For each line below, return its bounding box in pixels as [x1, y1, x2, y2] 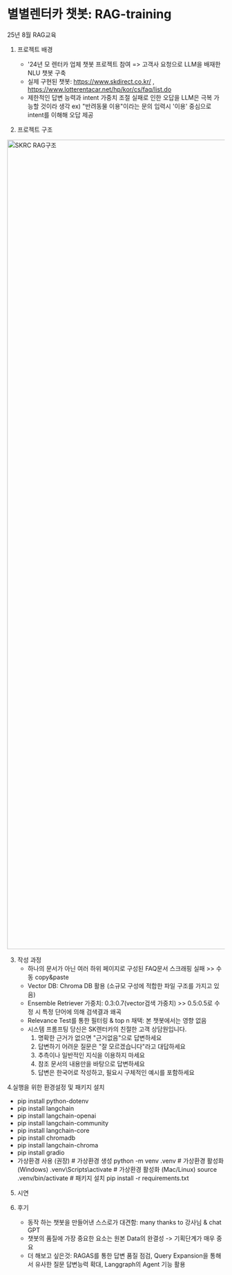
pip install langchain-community [17, 1118, 109, 1127]
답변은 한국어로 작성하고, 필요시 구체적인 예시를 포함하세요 [37, 1068, 195, 1076]
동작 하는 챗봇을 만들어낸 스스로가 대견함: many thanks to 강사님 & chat [27, 1217, 222, 1226]
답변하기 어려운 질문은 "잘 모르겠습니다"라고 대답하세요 [37, 1042, 186, 1050]
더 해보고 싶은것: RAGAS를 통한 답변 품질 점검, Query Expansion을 [27, 1251, 209, 1260]
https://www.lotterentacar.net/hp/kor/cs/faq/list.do [27, 85, 172, 94]
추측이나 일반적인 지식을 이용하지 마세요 [37, 1050, 145, 1059]
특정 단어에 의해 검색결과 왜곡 [42, 1008, 122, 1016]
